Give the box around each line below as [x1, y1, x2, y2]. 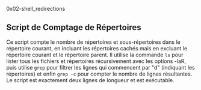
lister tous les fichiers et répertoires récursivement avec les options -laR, [6, 57, 187, 65]
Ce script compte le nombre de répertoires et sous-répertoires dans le [6, 38, 181, 46]
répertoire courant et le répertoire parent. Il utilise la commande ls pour [6, 51, 184, 58]
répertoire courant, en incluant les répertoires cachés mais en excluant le [6, 44, 188, 52]
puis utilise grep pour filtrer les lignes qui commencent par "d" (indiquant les [6, 64, 196, 71]
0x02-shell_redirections [6, 5, 66, 12]
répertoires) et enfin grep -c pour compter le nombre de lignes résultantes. [6, 70, 193, 77]
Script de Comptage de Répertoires [6, 22, 141, 32]
